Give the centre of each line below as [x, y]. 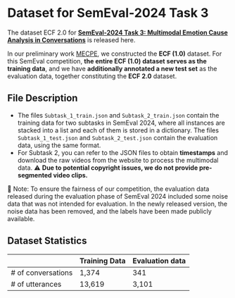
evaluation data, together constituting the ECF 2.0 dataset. [92, 76]
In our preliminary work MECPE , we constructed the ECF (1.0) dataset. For [115, 54]
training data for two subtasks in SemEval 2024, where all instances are [121, 123]
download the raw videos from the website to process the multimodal [118, 160]
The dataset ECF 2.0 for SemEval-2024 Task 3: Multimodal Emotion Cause [118, 32]
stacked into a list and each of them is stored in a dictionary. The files [118, 130]
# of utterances [36, 284]
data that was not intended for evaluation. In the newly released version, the [117, 204]
